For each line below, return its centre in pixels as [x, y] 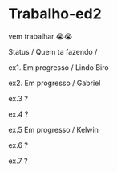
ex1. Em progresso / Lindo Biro [59, 67]
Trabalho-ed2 [55, 14]
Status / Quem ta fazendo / [53, 51]
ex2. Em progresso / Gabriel [54, 83]
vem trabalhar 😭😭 [40, 36]
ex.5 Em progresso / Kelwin [53, 129]
